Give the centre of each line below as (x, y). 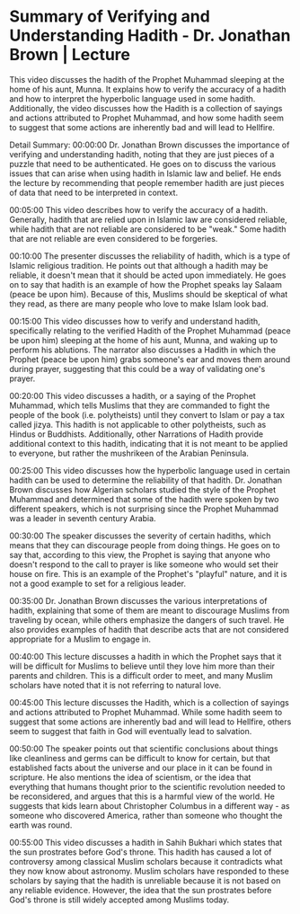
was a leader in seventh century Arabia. (83, 518)
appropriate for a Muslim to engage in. (80, 639)
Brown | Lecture (70, 55)
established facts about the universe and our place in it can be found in (141, 768)
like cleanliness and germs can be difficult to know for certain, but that (140, 758)
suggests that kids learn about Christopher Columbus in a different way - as (150, 805)
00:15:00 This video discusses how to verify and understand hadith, (135, 321)
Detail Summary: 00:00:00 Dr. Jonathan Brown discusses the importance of (150, 145)
